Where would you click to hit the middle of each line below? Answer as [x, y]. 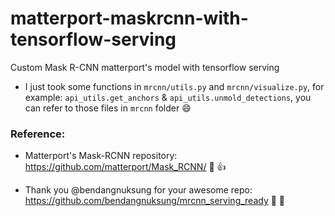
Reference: [38, 134]
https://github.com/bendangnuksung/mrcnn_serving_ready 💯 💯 [155, 201]
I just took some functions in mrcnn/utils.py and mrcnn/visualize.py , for [174, 86]
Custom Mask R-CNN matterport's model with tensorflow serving [145, 67]
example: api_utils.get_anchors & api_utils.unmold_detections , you [168, 97]
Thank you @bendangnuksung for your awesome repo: [138, 190]
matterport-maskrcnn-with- [129, 18]
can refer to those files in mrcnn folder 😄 [108, 108]
